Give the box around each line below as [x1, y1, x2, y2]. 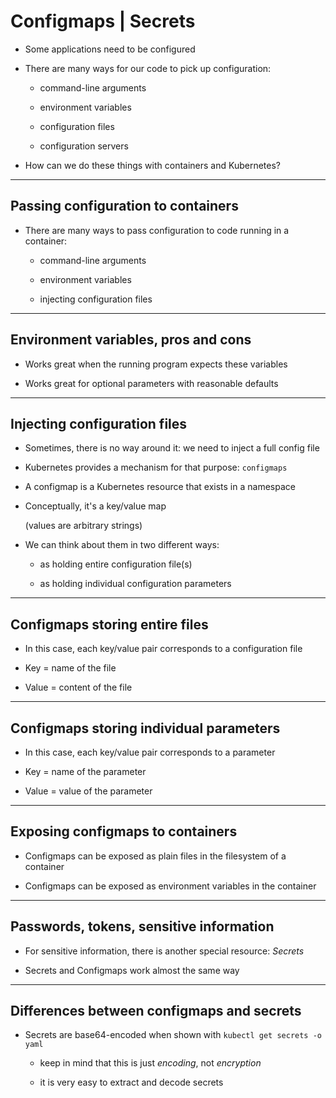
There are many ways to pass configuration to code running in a [24, 224, 290, 236]
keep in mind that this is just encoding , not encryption [39, 1057, 262, 1069]
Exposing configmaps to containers [10, 823, 238, 840]
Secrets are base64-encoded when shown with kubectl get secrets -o [24, 1029, 322, 1041]
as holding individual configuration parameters [39, 578, 232, 590]
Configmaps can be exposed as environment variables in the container [24, 880, 317, 892]
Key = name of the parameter [24, 766, 147, 777]
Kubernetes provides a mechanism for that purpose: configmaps [24, 461, 288, 474]
